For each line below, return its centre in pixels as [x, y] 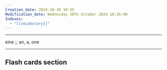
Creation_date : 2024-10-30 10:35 [40, 10]
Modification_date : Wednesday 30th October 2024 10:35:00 [66, 14]
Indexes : [14, 19]
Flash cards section [36, 62]
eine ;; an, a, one [22, 42]
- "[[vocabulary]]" [30, 23]
